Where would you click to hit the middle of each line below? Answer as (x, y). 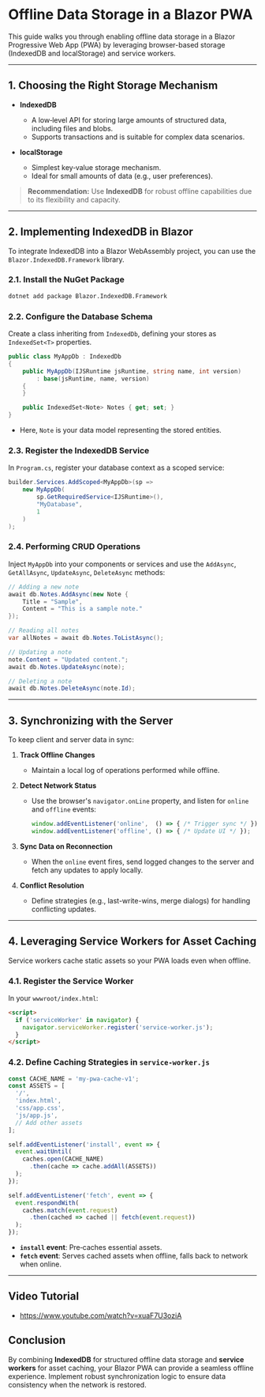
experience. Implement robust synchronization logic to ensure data (117, 1376)
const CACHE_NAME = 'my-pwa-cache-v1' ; (74, 1079)
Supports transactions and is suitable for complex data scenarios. (138, 137)
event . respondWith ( (47, 1203)
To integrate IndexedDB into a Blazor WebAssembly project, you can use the (132, 251)
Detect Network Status (58, 786)
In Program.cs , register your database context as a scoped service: (116, 468)
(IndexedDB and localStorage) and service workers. (92, 53)
